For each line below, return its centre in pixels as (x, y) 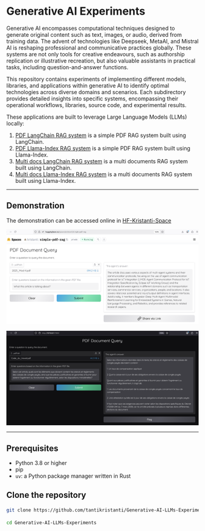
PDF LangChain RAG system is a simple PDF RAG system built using (100, 135)
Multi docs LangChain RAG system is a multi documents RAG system (101, 161)
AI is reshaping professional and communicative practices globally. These (99, 48)
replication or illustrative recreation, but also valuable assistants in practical (101, 61)
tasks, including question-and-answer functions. (67, 67)
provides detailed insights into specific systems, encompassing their (92, 98)
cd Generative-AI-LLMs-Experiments (52, 523)
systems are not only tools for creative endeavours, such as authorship (95, 54)
